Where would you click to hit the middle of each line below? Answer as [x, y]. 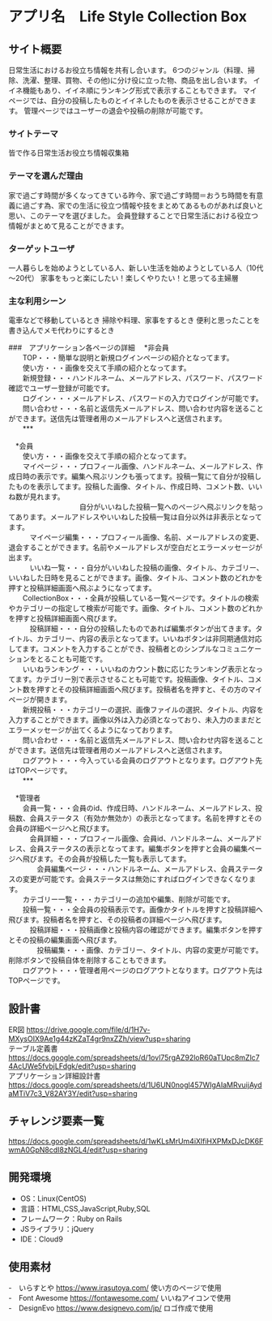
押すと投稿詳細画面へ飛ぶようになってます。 [82, 588]
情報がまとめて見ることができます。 [68, 226]
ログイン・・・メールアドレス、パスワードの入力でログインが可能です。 [142, 398]
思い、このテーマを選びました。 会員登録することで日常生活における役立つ [134, 215]
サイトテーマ [34, 133]
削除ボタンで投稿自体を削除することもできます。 [90, 960]
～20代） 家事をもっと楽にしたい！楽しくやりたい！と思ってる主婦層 [123, 278]
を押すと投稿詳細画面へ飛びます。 [65, 618]
